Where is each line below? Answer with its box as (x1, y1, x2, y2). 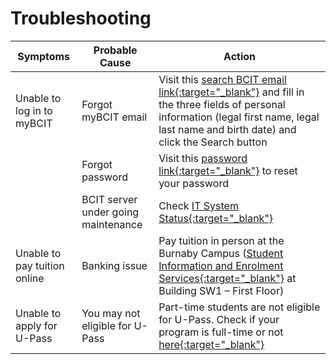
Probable (93, 43, 138, 57)
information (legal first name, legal (158, 110, 320, 124)
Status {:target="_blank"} (158, 211, 274, 225)
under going (81, 205, 140, 219)
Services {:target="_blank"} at (158, 271, 297, 285)
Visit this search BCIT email (158, 72, 287, 86)
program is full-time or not (158, 325, 284, 339)
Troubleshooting (10, 7, 152, 30)
